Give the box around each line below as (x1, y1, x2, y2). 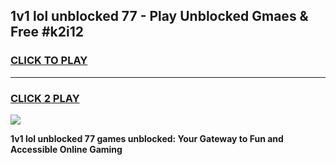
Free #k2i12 (10, 24, 84, 41)
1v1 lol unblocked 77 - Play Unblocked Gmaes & (10, 8, 309, 25)
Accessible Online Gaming (10, 143, 123, 155)
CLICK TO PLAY (10, 54, 88, 68)
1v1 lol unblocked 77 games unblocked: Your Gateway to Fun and (10, 132, 284, 144)
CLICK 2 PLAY (10, 91, 80, 105)
